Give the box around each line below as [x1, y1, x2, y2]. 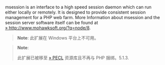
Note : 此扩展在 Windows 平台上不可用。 [17, 35, 99, 41]
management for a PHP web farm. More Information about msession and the [5, 15, 160, 20]
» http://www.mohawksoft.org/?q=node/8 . [5, 25, 91, 31]
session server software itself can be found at [5, 20, 99, 25]
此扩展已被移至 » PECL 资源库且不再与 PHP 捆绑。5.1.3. [17, 55, 129, 61]
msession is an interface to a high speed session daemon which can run [5, 4, 152, 10]
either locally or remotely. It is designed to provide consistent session [5, 9, 146, 15]
